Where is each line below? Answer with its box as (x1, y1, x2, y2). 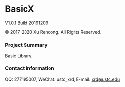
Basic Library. (5, 53, 33, 58)
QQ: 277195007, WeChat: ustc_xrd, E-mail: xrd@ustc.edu (5, 76, 120, 82)
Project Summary (5, 41, 48, 48)
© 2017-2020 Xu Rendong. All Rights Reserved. (5, 29, 101, 35)
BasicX (5, 3, 34, 15)
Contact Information (5, 65, 55, 72)
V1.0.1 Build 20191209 (5, 20, 49, 26)
